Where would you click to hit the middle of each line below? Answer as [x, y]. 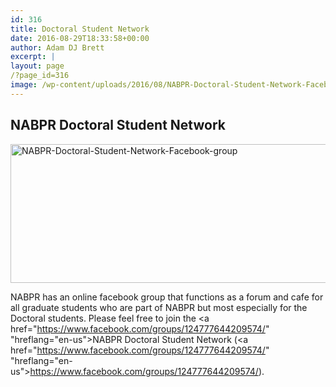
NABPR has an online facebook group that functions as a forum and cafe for [167, 297]
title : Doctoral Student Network [80, 29]
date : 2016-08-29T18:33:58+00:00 [80, 38]
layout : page [37, 66]
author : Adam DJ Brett [57, 47]
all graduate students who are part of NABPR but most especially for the [159, 307]
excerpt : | [33, 57]
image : [24, 85]
